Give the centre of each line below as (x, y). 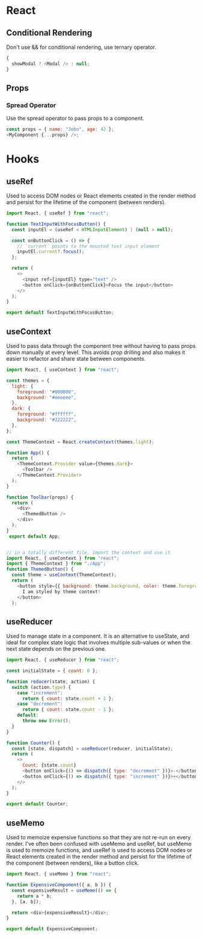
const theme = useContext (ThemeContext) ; (64, 575)
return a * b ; (35, 896)
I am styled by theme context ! (61, 592)
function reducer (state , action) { (51, 682)
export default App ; (35, 536)
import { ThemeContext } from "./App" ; (56, 564)
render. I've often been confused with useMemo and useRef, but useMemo (99, 844)
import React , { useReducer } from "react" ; (63, 660)
